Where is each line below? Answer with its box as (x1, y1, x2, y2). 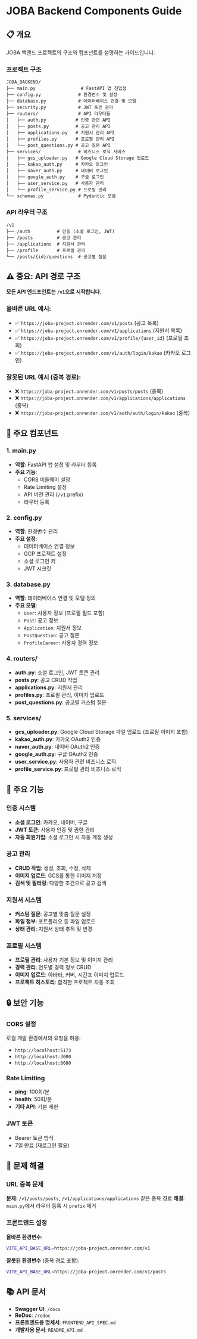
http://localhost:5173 (14, 1047, 71, 1053)
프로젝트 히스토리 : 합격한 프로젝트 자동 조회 (14, 979, 115, 986)
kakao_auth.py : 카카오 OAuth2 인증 (14, 735, 101, 743)
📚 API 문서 (6, 1287, 46, 1297)
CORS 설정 (6, 1019, 37, 1028)
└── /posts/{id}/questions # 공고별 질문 (6, 253, 107, 260)
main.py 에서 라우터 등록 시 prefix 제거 (6, 1202, 96, 1210)
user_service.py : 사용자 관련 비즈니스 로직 (14, 758, 117, 765)
